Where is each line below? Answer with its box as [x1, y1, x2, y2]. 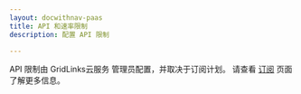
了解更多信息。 [9, 75, 65, 86]
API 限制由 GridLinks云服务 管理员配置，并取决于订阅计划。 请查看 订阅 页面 [9, 64, 293, 75]
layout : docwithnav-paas [9, 13, 103, 23]
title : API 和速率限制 [9, 22, 89, 31]
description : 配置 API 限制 [9, 30, 110, 39]
